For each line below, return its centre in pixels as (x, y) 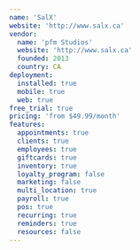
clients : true (43, 141)
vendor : (23, 34)
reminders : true (47, 223)
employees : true (47, 149)
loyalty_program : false (61, 174)
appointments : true (53, 133)
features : (27, 125)
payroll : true (43, 199)
